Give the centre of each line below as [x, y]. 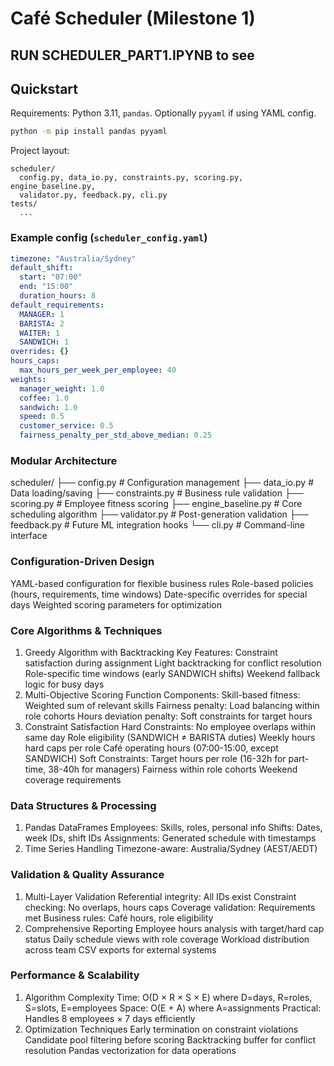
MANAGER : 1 [42, 314]
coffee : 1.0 [44, 398]
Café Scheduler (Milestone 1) [133, 18]
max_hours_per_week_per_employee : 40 [98, 370]
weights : [28, 379]
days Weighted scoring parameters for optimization [116, 604]
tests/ [24, 204]
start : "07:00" [51, 277]
